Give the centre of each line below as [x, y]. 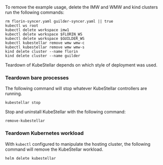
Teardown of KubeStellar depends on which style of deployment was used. [81, 65]
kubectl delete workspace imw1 [37, 30]
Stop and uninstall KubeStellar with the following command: [65, 112]
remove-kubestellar [25, 121]
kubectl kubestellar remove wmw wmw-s [45, 47]
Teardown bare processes [37, 77]
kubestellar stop [23, 103]
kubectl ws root [22, 26]
